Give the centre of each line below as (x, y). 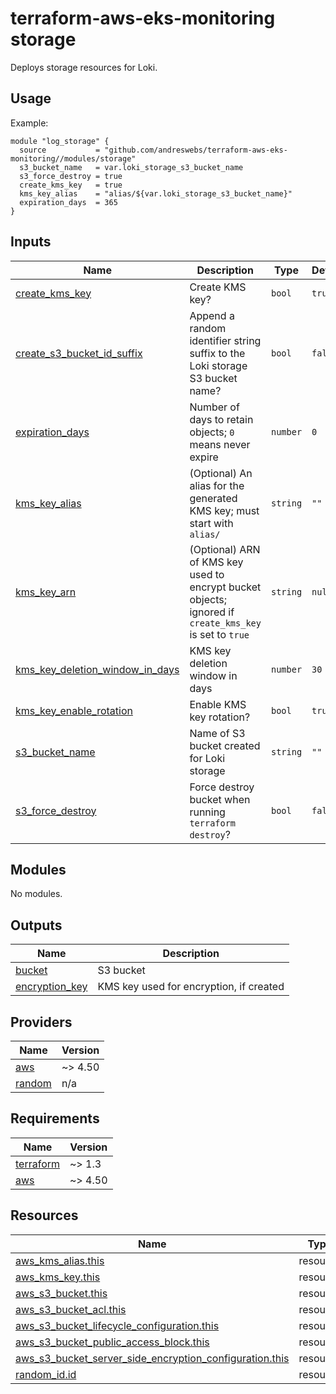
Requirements (55, 1118)
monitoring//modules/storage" (73, 158)
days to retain (221, 419)
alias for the (217, 485)
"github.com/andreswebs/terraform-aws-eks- (196, 150)
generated (213, 498)
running (207, 812)
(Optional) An (221, 473)
